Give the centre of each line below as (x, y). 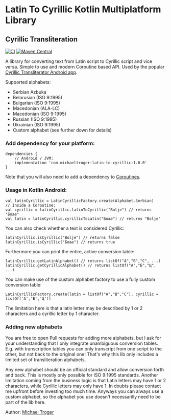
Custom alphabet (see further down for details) (62, 130)
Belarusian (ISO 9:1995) (38, 97)
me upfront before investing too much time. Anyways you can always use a (84, 391)
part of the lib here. (26, 402)
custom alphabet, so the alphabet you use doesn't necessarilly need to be (83, 396)
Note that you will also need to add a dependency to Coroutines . (73, 177)
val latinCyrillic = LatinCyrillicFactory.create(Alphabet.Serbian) (80, 201)
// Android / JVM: (34, 159)
